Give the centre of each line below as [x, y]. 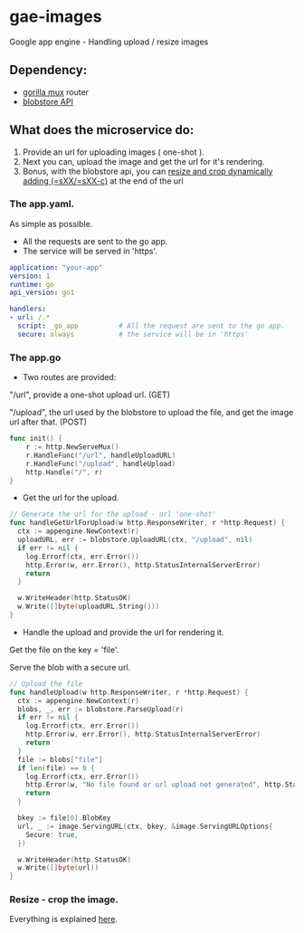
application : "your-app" [56, 267]
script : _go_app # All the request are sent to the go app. [151, 326]
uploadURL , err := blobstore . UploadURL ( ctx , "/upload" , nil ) [135, 540]
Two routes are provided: [69, 377]
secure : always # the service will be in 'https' [133, 334]
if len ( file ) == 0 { [56, 768]
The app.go [35, 357]
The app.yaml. [42, 204]
